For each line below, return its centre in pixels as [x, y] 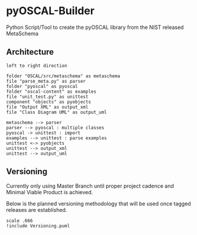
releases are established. [37, 210]
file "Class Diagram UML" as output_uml [57, 112]
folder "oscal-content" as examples [51, 92]
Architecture [30, 52]
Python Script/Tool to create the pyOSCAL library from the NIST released [95, 27]
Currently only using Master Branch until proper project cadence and [90, 186]
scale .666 [20, 221]
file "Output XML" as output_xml [47, 107]
